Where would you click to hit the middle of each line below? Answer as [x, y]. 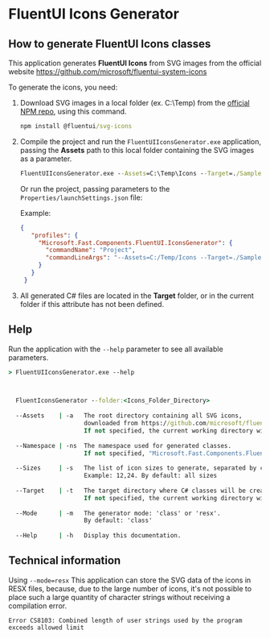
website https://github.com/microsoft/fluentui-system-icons [108, 72]
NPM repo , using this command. [73, 111]
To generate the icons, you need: [63, 87]
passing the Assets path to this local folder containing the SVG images [137, 150]
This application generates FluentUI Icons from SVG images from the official [135, 63]
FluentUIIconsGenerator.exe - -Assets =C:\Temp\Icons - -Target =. [128, 173]
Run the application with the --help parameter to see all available [116, 349]
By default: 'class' [118, 520]
